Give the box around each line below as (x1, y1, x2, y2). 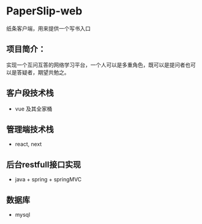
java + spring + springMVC (14, 176, 82, 183)
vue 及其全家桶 (14, 105, 53, 112)
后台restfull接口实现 (6, 159, 81, 169)
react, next (14, 141, 42, 148)
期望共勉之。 (37, 68, 70, 76)
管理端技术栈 (6, 124, 54, 135)
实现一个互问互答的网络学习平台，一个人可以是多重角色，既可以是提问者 (6, 61, 185, 68)
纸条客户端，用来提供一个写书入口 (6, 25, 91, 32)
